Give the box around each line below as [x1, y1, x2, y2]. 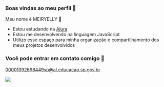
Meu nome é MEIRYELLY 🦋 [5, 16, 62, 22]
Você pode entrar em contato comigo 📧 [5, 55, 105, 62]
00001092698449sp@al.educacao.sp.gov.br [5, 66, 100, 73]
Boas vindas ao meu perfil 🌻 [5, 5, 76, 12]
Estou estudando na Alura [12, 26, 68, 32]
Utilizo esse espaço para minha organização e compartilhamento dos [12, 37, 159, 43]
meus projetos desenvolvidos [12, 42, 75, 48]
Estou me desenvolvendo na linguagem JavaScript [12, 32, 120, 38]
